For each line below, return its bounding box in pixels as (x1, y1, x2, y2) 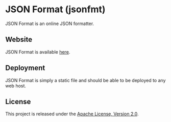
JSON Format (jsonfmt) (5, 4, 106, 15)
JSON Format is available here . (5, 48, 70, 55)
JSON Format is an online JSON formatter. (5, 20, 94, 27)
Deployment (5, 64, 45, 72)
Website (5, 35, 32, 44)
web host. (5, 83, 27, 89)
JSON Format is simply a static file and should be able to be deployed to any (5, 77, 166, 83)
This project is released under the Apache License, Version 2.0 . (5, 111, 139, 117)
